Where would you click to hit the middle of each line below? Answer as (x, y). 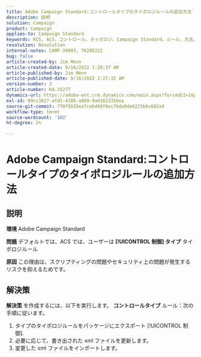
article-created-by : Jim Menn (44, 62)
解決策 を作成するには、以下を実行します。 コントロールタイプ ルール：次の (100, 305)
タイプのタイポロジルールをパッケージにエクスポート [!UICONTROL (98, 325)
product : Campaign (29, 28)
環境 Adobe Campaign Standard (46, 229)
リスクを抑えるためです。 (37, 269)
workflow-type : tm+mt (33, 112)
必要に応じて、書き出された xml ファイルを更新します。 (83, 340)
